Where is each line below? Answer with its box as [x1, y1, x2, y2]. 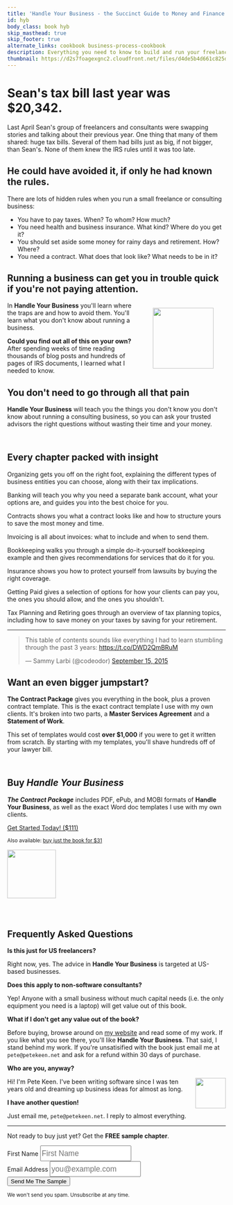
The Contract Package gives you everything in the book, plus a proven [7, 695, 210, 703]
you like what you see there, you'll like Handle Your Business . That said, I [7, 1036, 217, 1045]
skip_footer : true [7, 36, 60, 43]
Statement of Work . [7, 717, 65, 725]
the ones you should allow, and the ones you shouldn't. [7, 595, 165, 603]
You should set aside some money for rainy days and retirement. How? [17, 237, 220, 246]
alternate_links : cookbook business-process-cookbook [7, 42, 166, 49]
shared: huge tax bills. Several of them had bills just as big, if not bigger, [7, 137, 213, 146]
